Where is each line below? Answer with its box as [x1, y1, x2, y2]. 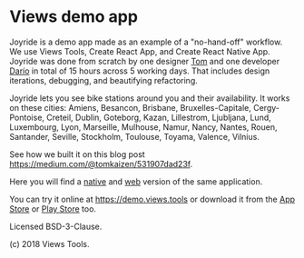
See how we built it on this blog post [9, 148, 145, 160]
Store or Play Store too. [9, 203, 97, 214]
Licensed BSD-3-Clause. [9, 221, 103, 232]
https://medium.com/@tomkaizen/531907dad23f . [9, 158, 193, 169]
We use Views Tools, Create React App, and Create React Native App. [9, 45, 270, 56]
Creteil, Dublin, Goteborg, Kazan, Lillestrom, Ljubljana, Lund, [46, 112, 272, 123]
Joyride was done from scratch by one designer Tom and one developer [9, 55, 280, 66]
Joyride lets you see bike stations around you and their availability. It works [9, 93, 290, 104]
